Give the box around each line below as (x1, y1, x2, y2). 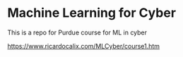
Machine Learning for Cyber (7, 5, 177, 21)
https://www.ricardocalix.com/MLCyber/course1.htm (7, 42, 160, 50)
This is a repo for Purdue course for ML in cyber (7, 28, 147, 37)
